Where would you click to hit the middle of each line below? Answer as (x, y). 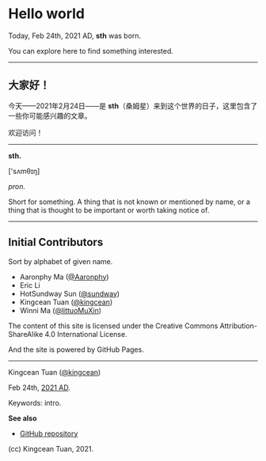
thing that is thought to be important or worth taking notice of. (109, 210)
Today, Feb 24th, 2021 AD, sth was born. (75, 36)
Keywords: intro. (35, 402)
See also (23, 418)
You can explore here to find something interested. (91, 51)
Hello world (47, 14)
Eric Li (30, 285)
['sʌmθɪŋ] (24, 171)
